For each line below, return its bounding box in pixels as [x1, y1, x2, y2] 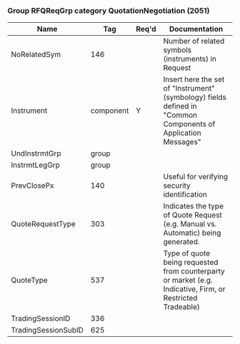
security [163, 181, 191, 191]
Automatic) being [163, 228, 221, 238]
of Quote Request [163, 210, 223, 220]
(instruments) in [163, 54, 216, 64]
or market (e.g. [163, 275, 213, 285]
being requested [163, 258, 219, 268]
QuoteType [11, 275, 48, 285]
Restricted [163, 293, 198, 303]
